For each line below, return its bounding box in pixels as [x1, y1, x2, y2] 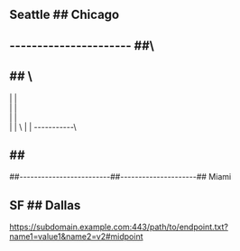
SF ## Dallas [9, 198, 81, 213]
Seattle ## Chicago [9, 7, 120, 23]
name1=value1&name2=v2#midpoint [9, 231, 143, 242]
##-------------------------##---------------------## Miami [9, 172, 232, 182]
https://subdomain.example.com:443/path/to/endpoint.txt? [9, 221, 228, 233]
